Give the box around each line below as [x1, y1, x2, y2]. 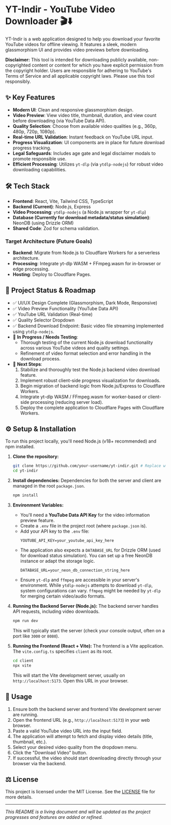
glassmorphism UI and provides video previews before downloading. [5, 47, 150, 53]
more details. [5, 794, 33, 800]
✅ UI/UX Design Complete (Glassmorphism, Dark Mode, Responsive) [12, 300, 158, 306]
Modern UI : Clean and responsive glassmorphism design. [12, 106, 134, 113]
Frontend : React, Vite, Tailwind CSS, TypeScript [12, 198, 113, 204]
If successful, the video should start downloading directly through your [12, 755, 162, 761]
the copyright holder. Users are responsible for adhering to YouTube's [5, 67, 152, 74]
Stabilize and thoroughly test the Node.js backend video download [20, 366, 160, 373]
